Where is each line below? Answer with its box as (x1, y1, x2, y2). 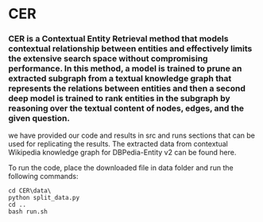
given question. (8, 113, 70, 124)
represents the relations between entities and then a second (8, 83, 246, 94)
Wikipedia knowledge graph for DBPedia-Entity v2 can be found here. (8, 148, 237, 158)
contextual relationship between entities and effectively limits (8, 43, 253, 54)
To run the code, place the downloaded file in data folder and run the (8, 163, 234, 173)
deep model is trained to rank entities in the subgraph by (8, 93, 230, 104)
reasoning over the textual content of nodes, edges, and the (8, 103, 245, 114)
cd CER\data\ (8, 187, 52, 195)
